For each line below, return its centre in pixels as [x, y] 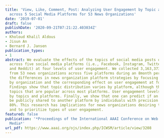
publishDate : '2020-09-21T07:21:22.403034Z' [51, 28]
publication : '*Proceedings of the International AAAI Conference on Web [82, 119]
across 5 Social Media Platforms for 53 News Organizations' [73, 14]
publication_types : [25, 50]
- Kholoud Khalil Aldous [30, 37]
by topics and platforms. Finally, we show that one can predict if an [84, 96]
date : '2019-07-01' [25, 19]
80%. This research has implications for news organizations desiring [83, 105]
